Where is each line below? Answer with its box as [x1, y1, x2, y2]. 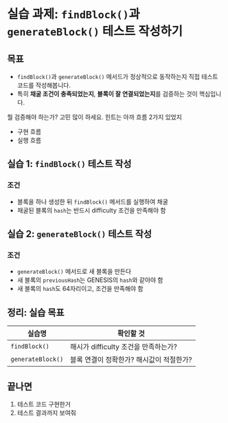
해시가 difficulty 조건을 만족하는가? [69, 342, 177, 351]
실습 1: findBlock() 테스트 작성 [7, 158, 132, 170]
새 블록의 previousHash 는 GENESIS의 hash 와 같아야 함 [16, 276, 163, 284]
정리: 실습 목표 [7, 307, 65, 318]
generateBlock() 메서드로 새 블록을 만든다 [16, 268, 132, 276]
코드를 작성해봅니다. [16, 81, 71, 89]
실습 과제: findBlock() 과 [7, 6, 141, 22]
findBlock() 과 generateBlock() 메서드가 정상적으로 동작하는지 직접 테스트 [16, 73, 218, 80]
